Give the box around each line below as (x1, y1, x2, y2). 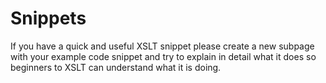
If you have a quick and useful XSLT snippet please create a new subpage (10, 40, 315, 52)
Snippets (10, 7, 87, 30)
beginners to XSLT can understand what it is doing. (10, 61, 222, 73)
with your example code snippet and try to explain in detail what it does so (10, 50, 317, 62)
